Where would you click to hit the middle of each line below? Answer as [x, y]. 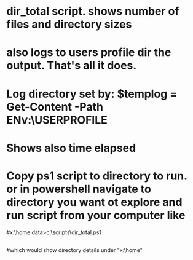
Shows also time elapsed [71, 148]
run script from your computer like [96, 215]
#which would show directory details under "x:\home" [75, 250]
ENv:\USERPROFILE [57, 120]
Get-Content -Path [55, 107]
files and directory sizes [69, 24]
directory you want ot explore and [94, 202]
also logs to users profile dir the [89, 53]
